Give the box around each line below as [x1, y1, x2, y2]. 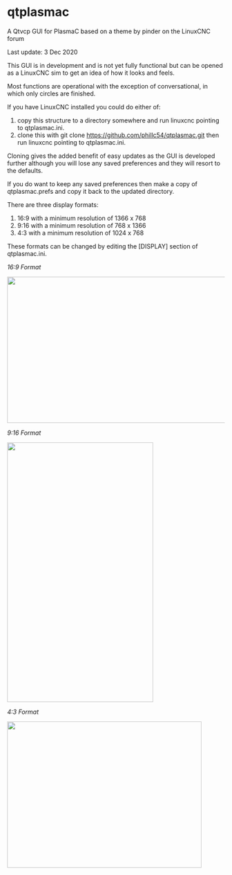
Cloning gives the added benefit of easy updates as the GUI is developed [7, 152, 215, 160]
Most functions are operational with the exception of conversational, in [7, 82, 209, 90]
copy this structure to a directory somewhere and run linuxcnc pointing [17, 116, 220, 125]
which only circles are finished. [7, 89, 96, 98]
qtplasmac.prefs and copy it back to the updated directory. [7, 187, 175, 195]
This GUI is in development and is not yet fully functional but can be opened [7, 61, 223, 69]
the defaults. [7, 166, 43, 174]
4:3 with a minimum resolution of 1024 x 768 [17, 228, 144, 237]
